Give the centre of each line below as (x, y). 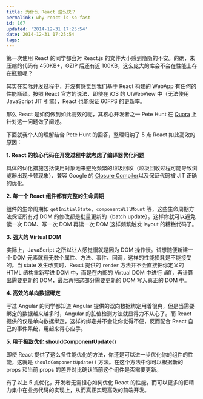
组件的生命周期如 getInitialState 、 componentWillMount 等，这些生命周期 (98, 209)
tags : (13, 40)
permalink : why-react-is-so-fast (48, 18)
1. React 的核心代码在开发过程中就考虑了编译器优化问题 (75, 155)
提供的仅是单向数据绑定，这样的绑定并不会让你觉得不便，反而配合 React (96, 321)
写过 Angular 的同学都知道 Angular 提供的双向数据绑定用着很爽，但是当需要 (101, 306)
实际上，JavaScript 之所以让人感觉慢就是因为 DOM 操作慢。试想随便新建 (97, 250)
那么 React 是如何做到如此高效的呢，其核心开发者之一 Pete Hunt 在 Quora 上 (101, 114)
